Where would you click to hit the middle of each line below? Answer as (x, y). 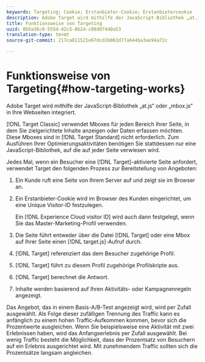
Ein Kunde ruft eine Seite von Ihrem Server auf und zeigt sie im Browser (105, 180)
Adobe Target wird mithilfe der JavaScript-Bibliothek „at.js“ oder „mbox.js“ (100, 106)
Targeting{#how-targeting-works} (96, 89)
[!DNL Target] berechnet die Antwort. (62, 277)
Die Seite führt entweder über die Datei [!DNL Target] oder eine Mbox (103, 235)
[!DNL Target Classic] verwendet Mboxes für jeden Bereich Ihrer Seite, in (98, 124)
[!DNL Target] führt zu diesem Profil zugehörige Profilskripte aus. (97, 265)
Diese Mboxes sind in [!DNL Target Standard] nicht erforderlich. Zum (92, 137)
